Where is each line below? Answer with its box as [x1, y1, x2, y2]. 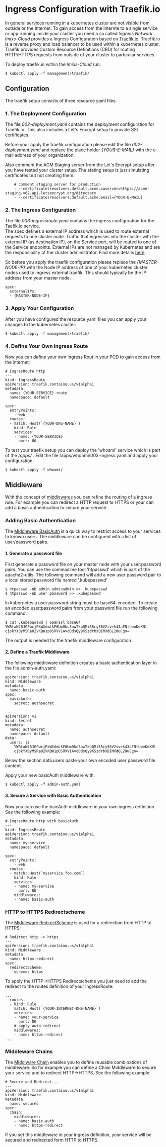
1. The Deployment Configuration [5, 110, 87, 117]
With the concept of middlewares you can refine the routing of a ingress [5, 494, 152, 500]
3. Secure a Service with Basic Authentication [5, 792, 102, 799]
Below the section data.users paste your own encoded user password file [5, 758, 156, 764]
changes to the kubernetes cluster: [5, 321, 77, 327]
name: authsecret [9, 727, 46, 732]
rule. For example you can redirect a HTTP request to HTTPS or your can [5, 499, 154, 505]
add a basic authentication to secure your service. [5, 504, 108, 510]
